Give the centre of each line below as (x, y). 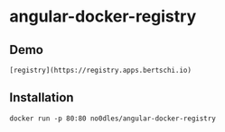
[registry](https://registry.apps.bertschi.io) (101, 70)
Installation (42, 97)
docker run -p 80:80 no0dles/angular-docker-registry (113, 119)
